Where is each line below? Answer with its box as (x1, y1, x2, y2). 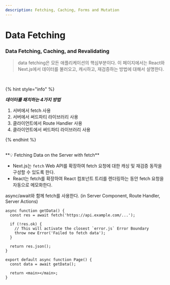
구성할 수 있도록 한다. (12, 169, 55, 176)
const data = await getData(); (10, 262, 76, 267)
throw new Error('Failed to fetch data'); (14, 231, 106, 236)
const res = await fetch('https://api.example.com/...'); (10, 213, 136, 218)
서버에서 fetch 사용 (12, 107, 51, 113)
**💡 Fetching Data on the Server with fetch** (5, 152, 100, 158)
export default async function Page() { (5, 258, 93, 263)
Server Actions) (5, 198, 38, 205)
